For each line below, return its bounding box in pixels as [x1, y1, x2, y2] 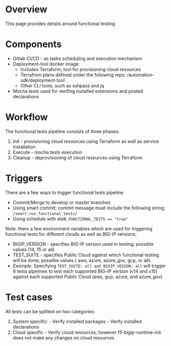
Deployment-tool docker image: [12, 60, 80, 67]
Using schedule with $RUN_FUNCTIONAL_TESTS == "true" [12, 215, 129, 222]
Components [5, 38, 62, 50]
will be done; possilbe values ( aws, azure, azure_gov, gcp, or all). [12, 257, 152, 263]
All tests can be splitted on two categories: [5, 308, 96, 314]
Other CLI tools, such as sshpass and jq [20, 82, 104, 89]
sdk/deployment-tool [20, 77, 65, 83]
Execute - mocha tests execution [12, 149, 82, 155]
